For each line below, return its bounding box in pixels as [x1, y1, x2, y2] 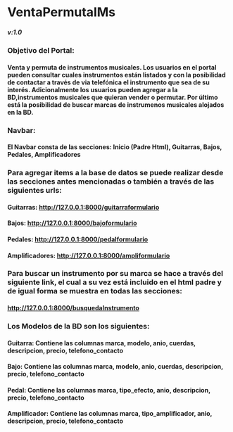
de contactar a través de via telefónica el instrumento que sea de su [7, 78, 210, 87]
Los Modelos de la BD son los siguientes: [7, 322, 150, 331]
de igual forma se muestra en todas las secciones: [7, 286, 183, 296]
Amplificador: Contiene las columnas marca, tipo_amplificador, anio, [7, 409, 213, 418]
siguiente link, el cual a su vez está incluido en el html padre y [7, 277, 222, 287]
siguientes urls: [7, 186, 62, 196]
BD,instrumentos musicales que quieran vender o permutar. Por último [7, 93, 218, 101]
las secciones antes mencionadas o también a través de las [7, 177, 215, 186]
